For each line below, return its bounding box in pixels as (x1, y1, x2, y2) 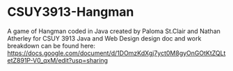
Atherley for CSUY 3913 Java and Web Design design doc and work (7, 34, 202, 42)
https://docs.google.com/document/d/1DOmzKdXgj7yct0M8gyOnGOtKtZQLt (7, 49, 226, 57)
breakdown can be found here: (7, 41, 96, 50)
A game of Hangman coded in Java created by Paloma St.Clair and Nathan (7, 27, 221, 35)
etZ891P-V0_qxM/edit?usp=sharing (7, 56, 109, 64)
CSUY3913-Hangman (7, 4, 134, 20)
